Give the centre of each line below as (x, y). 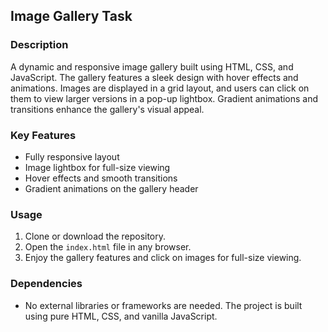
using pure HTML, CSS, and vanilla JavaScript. (121, 316)
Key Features (43, 135)
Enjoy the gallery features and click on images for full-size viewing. (163, 258)
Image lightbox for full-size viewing (97, 167)
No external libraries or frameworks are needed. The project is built (163, 305)
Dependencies (46, 284)
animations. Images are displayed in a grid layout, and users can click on (160, 88)
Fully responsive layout (72, 156)
